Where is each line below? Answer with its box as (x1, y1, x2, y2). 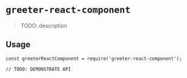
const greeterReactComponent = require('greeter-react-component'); (5, 56, 182, 62)
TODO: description (20, 22, 68, 29)
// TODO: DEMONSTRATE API (5, 66, 71, 72)
